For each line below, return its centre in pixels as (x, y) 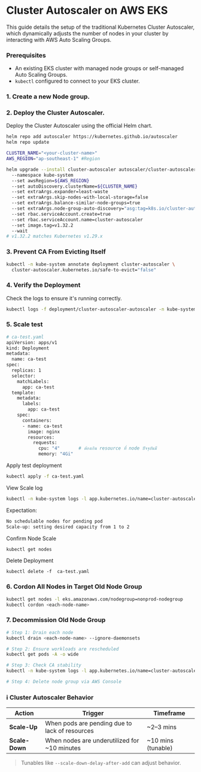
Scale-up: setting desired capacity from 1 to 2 (68, 527)
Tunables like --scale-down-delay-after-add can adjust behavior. (101, 763)
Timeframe (169, 713)
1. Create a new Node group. (48, 96)
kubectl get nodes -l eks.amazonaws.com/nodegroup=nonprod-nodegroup (95, 599)
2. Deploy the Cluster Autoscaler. (55, 113)
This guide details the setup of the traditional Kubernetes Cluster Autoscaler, (100, 27)
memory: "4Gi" (56, 454)
